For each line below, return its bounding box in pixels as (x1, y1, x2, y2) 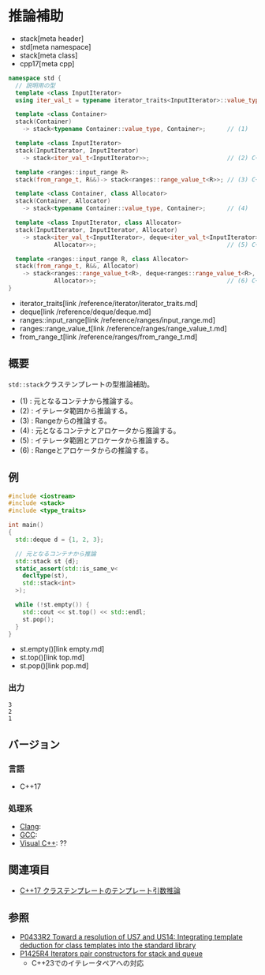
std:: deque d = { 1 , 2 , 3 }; (15, 536, 104, 544)
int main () (8, 521, 44, 529)
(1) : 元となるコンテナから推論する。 (19, 396, 138, 405)
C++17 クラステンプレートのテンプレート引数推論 (19, 885, 181, 895)
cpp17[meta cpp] (19, 58, 75, 68)
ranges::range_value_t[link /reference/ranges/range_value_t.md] (19, 323, 227, 333)
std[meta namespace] (19, 42, 91, 51)
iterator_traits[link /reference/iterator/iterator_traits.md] (19, 298, 199, 308)
